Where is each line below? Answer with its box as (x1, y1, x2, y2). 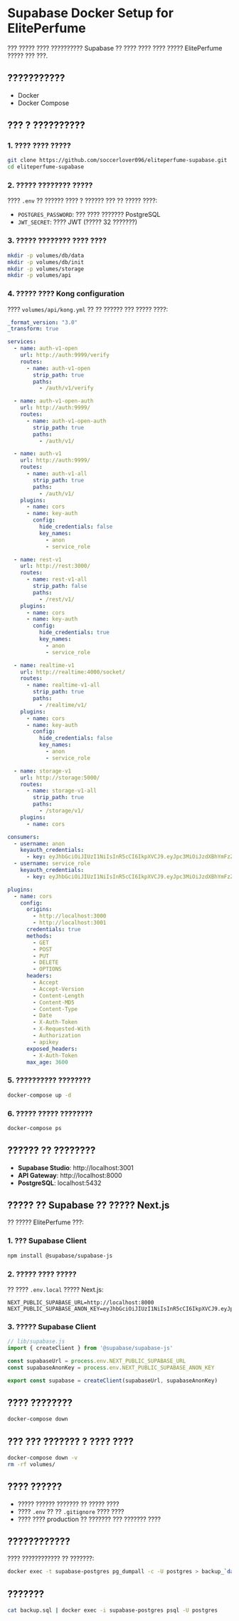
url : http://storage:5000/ (20, 774, 100, 781)
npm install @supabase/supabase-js (7, 1252, 113, 1259)
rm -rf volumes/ (7, 1460, 55, 1468)
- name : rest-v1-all (26, 576, 87, 583)
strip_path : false (33, 583, 87, 590)
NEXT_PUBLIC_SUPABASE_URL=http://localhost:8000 (7, 1299, 154, 1306)
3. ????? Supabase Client (7, 1321, 97, 1331)
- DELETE (33, 959, 59, 966)
